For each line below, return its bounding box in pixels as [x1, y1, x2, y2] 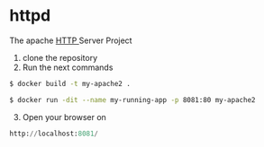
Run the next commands [22, 62, 114, 73]
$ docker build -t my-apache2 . [9, 79, 131, 88]
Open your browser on [22, 111, 106, 122]
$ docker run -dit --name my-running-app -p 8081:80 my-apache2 [9, 95, 256, 104]
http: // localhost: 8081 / [9, 129, 99, 138]
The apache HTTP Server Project [9, 35, 132, 46]
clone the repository [22, 52, 98, 63]
